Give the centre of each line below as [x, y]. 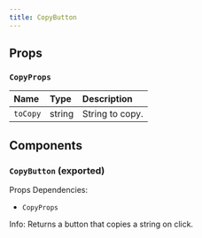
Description [108, 99]
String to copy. [113, 114]
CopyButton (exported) [57, 171]
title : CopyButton [43, 17]
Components [46, 146]
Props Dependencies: [49, 190]
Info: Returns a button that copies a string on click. [101, 224]
